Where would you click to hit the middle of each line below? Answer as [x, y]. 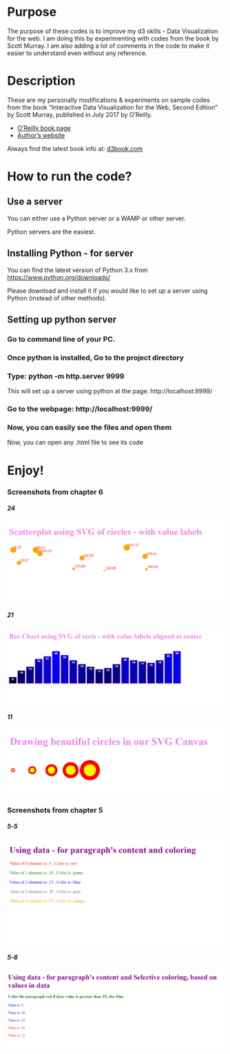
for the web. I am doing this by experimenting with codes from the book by [113, 38]
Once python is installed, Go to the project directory [96, 358]
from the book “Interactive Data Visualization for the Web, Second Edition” [113, 107]
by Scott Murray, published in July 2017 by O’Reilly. [80, 114]
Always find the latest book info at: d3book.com [75, 148]
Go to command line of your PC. [61, 339]
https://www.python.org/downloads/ [59, 277]
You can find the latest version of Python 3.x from [77, 270]
